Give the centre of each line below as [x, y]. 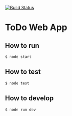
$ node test [17, 83]
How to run [22, 45]
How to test [23, 72]
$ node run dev [21, 110]
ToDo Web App [36, 28]
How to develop [29, 98]
